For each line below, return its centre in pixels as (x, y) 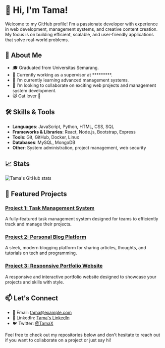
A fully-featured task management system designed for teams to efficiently (82, 219)
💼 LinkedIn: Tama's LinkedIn (41, 318)
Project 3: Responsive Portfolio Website (54, 266)
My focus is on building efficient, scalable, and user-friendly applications (80, 34)
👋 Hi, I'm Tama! (37, 10)
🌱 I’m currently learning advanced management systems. (71, 80)
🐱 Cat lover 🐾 (27, 96)
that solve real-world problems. (37, 40)
